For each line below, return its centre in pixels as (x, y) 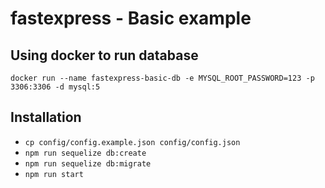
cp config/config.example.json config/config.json (132, 142)
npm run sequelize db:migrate (88, 163)
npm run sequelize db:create (85, 153)
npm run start (54, 174)
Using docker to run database (104, 55)
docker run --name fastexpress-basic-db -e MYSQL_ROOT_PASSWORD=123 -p (162, 78)
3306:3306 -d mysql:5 (55, 87)
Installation (46, 117)
